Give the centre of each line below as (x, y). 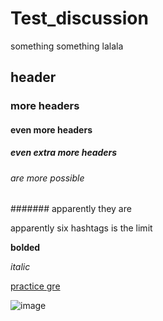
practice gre (35, 286)
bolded (25, 248)
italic (20, 267)
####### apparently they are (71, 209)
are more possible (47, 178)
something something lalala (67, 46)
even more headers (51, 129)
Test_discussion (79, 18)
